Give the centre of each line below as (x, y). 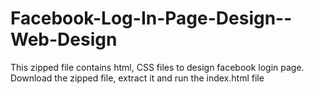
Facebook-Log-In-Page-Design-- (151, 18)
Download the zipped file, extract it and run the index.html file (137, 78)
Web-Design (64, 39)
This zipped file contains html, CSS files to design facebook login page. (157, 67)
